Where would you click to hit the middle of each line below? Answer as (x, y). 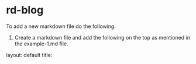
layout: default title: (29, 55)
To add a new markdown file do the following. (61, 26)
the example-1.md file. (41, 44)
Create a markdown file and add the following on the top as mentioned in (102, 37)
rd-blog (25, 10)
